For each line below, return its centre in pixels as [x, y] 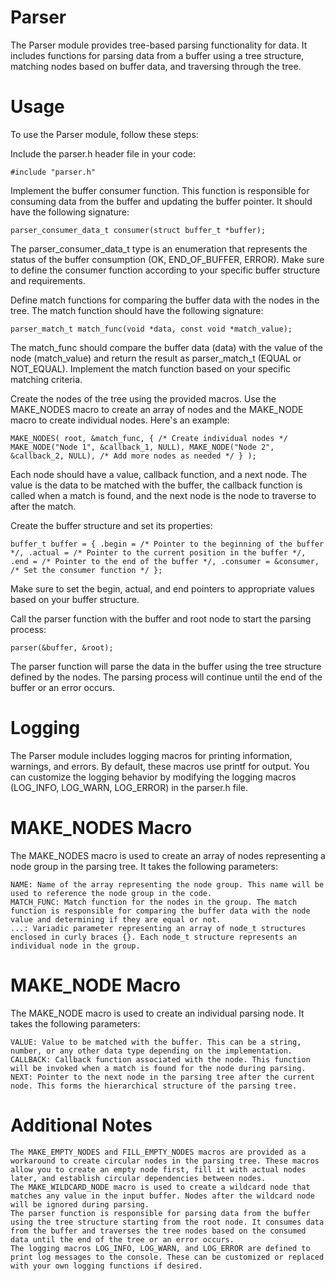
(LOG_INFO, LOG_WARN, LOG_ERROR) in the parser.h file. [129, 787]
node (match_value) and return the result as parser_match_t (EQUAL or [156, 358]
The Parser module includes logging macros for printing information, [151, 755]
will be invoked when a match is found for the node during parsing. [158, 1068]
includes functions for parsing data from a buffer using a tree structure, [157, 55]
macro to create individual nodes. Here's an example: [120, 420]
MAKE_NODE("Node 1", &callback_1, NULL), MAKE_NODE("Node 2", [142, 447]
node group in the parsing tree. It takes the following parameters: [144, 866]
